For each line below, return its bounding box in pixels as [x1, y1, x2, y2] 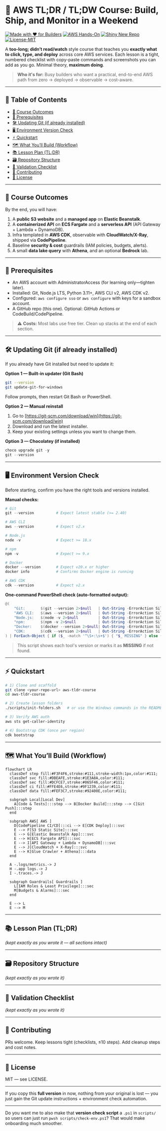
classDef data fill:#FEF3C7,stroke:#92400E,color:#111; [9, 788, 127, 794]
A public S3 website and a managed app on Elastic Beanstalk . [12, 216, 142, 222]
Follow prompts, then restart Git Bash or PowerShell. [5, 393, 112, 399]
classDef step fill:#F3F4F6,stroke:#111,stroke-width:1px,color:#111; [9, 771, 158, 777]
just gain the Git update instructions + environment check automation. [5, 1096, 147, 1102]
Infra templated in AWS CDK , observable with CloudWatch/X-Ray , [12, 232, 149, 238]
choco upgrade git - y [5, 447, 50, 453]
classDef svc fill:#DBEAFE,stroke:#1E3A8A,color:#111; [9, 776, 125, 781]
